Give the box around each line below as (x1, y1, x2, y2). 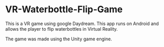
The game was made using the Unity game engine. (5, 36, 112, 42)
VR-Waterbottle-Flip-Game (5, 4, 123, 15)
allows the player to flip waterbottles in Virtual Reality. (5, 26, 118, 32)
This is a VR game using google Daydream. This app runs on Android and (5, 20, 159, 27)
